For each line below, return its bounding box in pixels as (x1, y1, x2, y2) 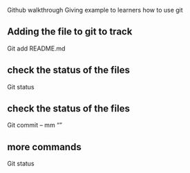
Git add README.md (7, 44, 66, 53)
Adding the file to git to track (7, 26, 133, 37)
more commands (7, 141, 82, 153)
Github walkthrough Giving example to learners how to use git (7, 6, 183, 14)
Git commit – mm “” (7, 121, 62, 129)
